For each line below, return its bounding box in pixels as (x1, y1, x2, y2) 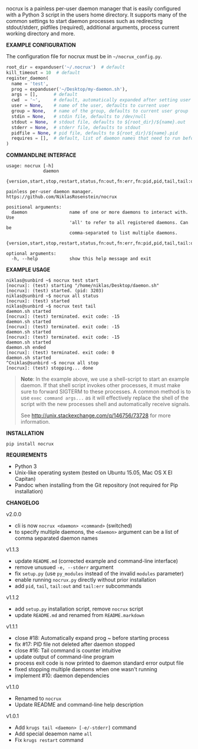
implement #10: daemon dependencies (14, 672, 110, 679)
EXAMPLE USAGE (6, 266, 51, 273)
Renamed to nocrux (14, 695, 62, 702)
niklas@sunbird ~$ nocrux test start (6, 278, 99, 283)
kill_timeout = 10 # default (6, 70, 81, 75)
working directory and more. (6, 30, 75, 37)
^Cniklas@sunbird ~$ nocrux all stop (6, 360, 99, 366)
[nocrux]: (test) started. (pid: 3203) (6, 288, 104, 294)
